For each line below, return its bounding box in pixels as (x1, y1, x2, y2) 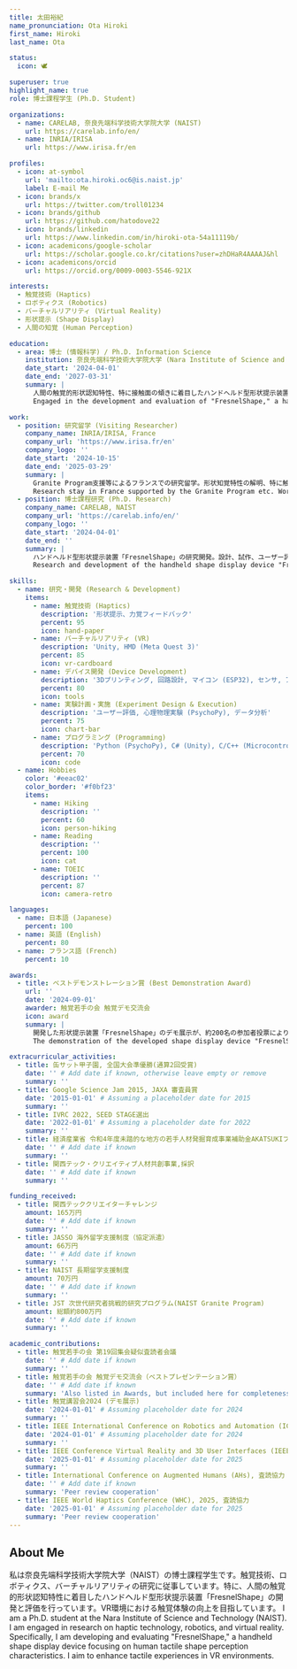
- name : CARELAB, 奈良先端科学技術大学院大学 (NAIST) (17, 119, 202, 127)
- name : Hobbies (17, 766, 77, 775)
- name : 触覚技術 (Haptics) (32, 601, 131, 611)
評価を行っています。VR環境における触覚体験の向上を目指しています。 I (24, 1603, 286, 1613)
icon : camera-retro (41, 889, 113, 898)
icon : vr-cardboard (41, 659, 113, 668)
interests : (9, 282, 49, 291)
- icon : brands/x (17, 192, 81, 201)
